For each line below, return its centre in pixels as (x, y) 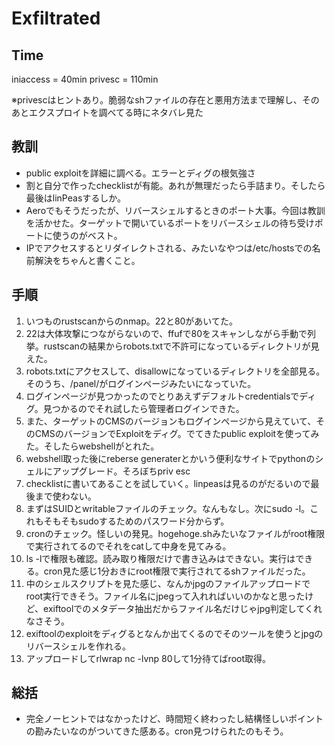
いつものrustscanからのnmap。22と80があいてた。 (131, 321)
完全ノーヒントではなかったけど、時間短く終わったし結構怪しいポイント (174, 719)
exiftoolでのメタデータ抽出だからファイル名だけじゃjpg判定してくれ (183, 608)
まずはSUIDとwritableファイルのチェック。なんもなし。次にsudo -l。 (168, 508)
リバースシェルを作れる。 (78, 646)
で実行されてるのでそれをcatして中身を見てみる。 (128, 546)
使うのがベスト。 (87, 235)
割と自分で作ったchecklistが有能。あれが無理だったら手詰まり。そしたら (175, 185)
